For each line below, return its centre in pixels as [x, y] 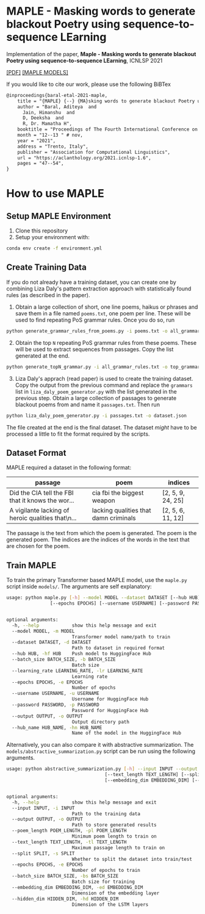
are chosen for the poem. [38, 546]
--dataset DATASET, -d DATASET [52, 642]
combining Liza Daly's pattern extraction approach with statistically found [99, 289]
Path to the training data [106, 814]
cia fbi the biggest [118, 493]
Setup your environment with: [52, 237]
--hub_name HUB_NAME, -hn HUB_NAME [57, 727]
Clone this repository [41, 231]
